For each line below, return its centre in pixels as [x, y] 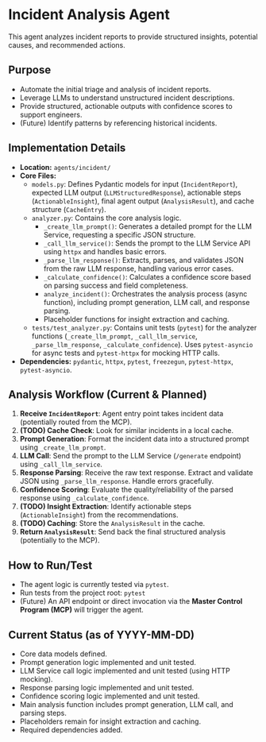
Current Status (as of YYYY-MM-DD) [101, 634]
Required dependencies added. [71, 730]
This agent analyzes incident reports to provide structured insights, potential [133, 37]
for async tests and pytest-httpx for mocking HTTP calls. [126, 353]
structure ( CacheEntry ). [69, 209]
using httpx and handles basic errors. [105, 251]
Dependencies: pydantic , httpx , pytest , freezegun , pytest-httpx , [127, 361]
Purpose [30, 70]
